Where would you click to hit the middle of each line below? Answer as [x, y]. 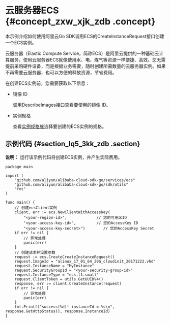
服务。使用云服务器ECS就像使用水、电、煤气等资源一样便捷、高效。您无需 [88, 59]
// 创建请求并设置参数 [35, 252]
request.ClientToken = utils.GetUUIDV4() [59, 279]
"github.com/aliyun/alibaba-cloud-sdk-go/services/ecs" [75, 180]
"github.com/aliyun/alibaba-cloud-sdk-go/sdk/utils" [72, 184]
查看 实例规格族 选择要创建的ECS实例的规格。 [60, 126]
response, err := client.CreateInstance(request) [68, 283]
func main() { [20, 202]
